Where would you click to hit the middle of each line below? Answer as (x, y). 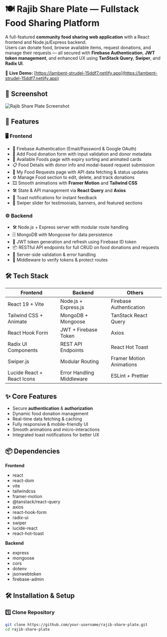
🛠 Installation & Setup (40, 595)
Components (23, 350)
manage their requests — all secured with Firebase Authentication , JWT (80, 53)
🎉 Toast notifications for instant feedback (54, 198)
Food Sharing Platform (52, 23)
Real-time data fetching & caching (47, 419)
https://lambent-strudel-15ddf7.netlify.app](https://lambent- (96, 73)
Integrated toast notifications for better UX (56, 435)
